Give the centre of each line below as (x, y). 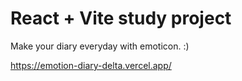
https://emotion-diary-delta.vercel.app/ (91, 65)
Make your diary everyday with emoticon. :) (100, 46)
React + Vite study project (121, 18)
